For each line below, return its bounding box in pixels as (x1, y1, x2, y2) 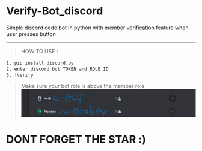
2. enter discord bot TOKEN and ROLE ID (6, 66, 109, 72)
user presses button (6, 30, 56, 37)
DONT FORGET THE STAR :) (6, 133, 146, 146)
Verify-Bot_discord (6, 4, 103, 18)
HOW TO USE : (20, 47, 58, 55)
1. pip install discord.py (6, 60, 74, 66)
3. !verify (6, 72, 34, 78)
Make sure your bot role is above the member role (20, 82, 145, 89)
